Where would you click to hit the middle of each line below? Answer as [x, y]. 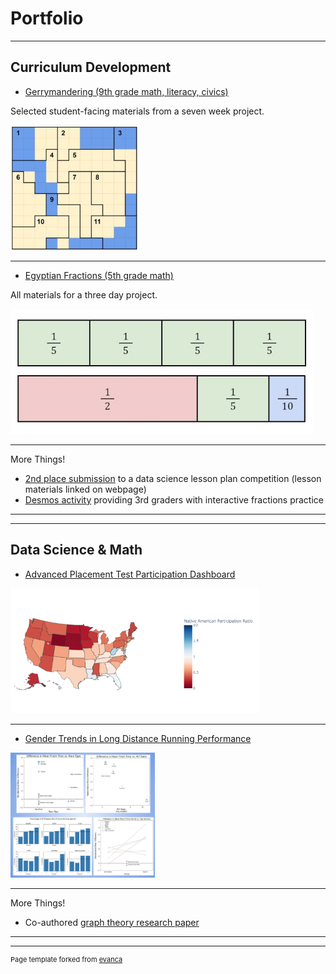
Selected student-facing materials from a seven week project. [137, 111]
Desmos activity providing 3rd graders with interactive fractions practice [174, 499]
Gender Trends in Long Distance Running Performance [138, 738]
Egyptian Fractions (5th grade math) [99, 275]
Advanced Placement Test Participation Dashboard [130, 574]
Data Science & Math [76, 550]
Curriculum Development [91, 67]
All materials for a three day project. [84, 294]
